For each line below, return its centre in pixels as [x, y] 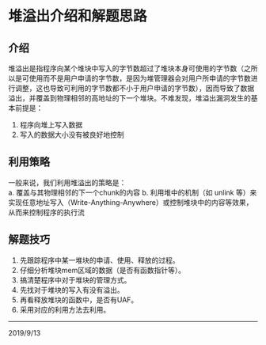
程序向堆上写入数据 [51, 125]
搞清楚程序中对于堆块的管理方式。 [75, 280]
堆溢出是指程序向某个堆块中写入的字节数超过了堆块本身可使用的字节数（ [126, 68]
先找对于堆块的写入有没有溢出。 [72, 290]
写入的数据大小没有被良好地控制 [72, 135]
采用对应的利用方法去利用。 [65, 309]
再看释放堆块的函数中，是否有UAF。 [79, 300]
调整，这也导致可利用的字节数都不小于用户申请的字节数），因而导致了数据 [135, 88]
